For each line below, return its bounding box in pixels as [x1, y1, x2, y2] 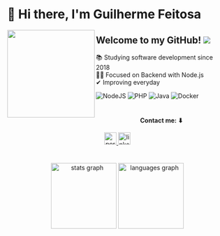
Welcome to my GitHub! [96, 34, 201, 46]
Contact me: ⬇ [140, 116, 184, 125]
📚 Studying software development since [96, 53, 213, 62]
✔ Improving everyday [96, 78, 161, 86]
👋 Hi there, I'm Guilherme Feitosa [7, 6, 201, 22]
